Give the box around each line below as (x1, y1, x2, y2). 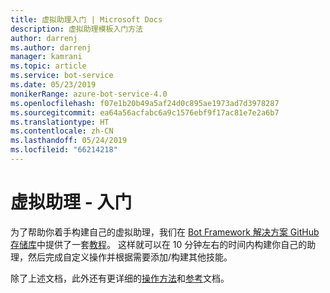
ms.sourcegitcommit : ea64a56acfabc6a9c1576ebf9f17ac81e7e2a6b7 (10, 107, 280, 118)
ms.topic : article (10, 61, 87, 71)
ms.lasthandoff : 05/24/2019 (10, 136, 128, 146)
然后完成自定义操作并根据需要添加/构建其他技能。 (27, 251, 233, 263)
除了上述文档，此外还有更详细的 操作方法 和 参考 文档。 (10, 272, 230, 284)
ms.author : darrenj (10, 42, 92, 53)
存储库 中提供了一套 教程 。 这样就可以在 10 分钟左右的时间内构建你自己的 (10, 238, 308, 250)
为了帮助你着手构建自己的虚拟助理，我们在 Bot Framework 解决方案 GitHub (10, 226, 320, 238)
